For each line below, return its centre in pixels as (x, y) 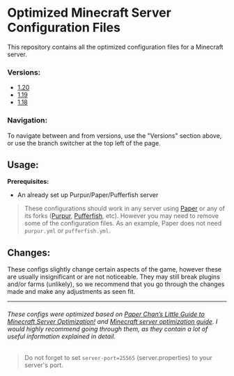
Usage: (23, 165)
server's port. (44, 365)
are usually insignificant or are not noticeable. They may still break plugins (114, 277)
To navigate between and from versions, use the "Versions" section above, (115, 135)
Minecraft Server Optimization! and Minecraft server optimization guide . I (112, 321)
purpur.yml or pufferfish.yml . (68, 230)
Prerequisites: (28, 182)
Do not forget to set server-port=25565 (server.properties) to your (118, 358)
